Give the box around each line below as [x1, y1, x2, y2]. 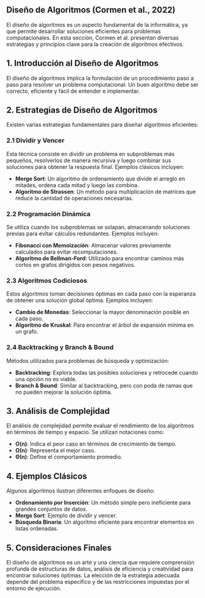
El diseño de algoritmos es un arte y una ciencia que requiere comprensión [6, 559, 195, 566]
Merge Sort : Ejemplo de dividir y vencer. [15, 512, 117, 519]
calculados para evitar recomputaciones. [15, 248, 118, 255]
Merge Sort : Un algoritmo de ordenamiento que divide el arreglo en [15, 175, 185, 182]
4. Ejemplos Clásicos [6, 471, 87, 481]
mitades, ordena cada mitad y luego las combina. [15, 181, 139, 188]
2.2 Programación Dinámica [6, 210, 91, 218]
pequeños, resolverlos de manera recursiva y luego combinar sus [6, 157, 171, 164]
